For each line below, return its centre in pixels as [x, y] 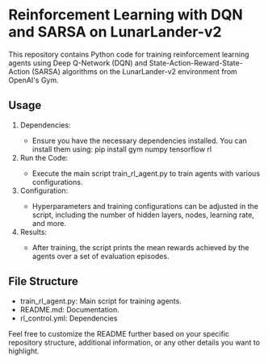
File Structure [43, 281]
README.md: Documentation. [69, 309]
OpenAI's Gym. [33, 80]
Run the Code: [44, 157]
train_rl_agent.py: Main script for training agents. [100, 301]
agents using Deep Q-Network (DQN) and [78, 63]
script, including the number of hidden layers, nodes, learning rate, [143, 215]
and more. [49, 223]
